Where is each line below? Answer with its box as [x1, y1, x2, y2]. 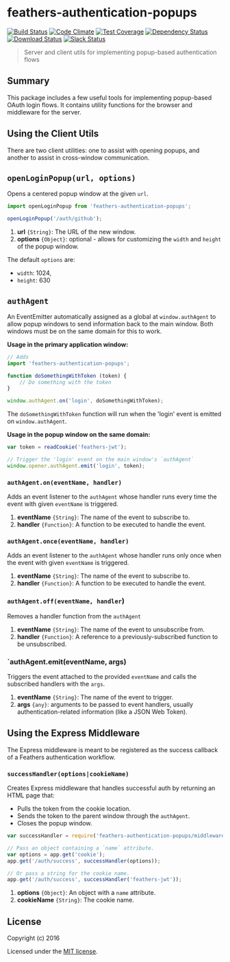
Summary [7, 75, 50, 87]
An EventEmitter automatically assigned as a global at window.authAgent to [7, 312, 216, 320]
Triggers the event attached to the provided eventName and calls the [7, 673, 197, 680]
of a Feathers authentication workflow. [7, 753, 116, 761]
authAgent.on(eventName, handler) [7, 479, 122, 486]
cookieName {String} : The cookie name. [16, 896, 135, 904]
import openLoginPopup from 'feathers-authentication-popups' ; [7, 203, 192, 210]
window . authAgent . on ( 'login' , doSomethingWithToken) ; [7, 398, 164, 405]
